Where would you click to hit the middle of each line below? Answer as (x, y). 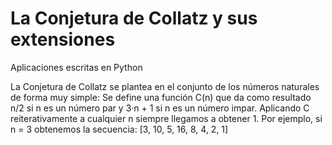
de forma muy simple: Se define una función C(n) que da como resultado (161, 97)
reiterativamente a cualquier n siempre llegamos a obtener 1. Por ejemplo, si (166, 118)
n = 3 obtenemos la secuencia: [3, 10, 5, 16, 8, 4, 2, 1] (119, 129)
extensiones (63, 39)
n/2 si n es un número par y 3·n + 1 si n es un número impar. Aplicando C (160, 108)
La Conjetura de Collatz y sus (134, 18)
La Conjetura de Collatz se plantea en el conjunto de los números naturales (165, 86)
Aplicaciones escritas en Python (76, 67)
